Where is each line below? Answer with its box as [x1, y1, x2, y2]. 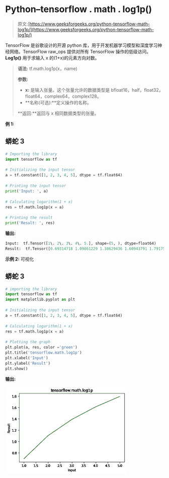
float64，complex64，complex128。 [25, 93, 102, 99]
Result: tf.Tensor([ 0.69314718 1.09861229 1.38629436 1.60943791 [5, 246, 147, 251]
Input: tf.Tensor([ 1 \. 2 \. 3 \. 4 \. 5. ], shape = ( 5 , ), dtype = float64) [5, 241, 156, 246]
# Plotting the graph [5, 339, 51, 345]
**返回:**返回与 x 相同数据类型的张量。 [17, 110, 99, 116]
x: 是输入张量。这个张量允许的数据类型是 [25, 87, 110, 93]
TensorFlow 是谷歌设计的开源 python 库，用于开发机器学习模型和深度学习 [5, 42, 158, 48]
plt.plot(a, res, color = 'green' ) [5, 345, 78, 350]
